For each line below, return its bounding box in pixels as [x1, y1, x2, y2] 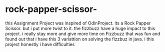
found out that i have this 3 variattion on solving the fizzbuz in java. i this [5, 36, 154, 42]
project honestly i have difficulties [5, 41, 75, 47]
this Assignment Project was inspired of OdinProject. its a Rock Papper [5, 20, 151, 26]
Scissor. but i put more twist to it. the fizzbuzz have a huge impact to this [5, 25, 155, 31]
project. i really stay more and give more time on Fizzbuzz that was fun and [5, 30, 160, 36]
